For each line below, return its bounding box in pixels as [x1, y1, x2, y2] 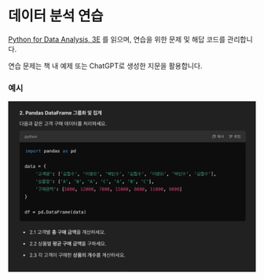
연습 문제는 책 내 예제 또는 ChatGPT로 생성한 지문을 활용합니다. [8, 60, 203, 71]
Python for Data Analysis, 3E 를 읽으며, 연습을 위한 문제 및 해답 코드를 [8, 35, 226, 44]
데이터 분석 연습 [8, 7, 104, 25]
